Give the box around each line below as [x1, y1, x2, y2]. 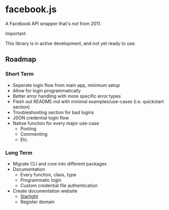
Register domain [20, 198, 55, 205]
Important [5, 30, 26, 36]
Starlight [20, 193, 38, 199]
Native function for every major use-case [12, 120, 99, 126]
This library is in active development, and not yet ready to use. [5, 40, 136, 46]
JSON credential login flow [12, 114, 69, 121]
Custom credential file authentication [20, 182, 98, 189]
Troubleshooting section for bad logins [12, 109, 94, 115]
